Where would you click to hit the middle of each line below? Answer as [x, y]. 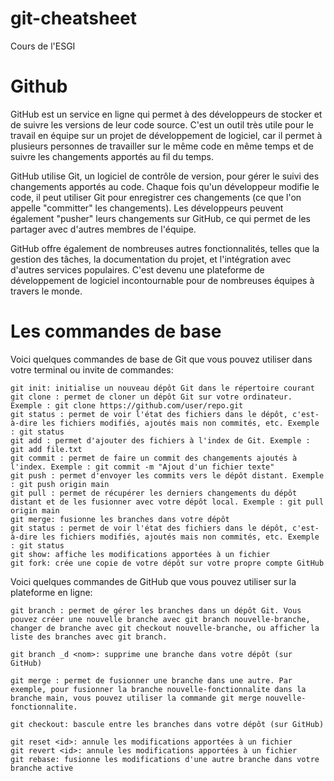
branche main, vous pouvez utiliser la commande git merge [136, 698]
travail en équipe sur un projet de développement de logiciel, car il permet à [166, 135]
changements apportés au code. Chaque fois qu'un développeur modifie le [165, 186]
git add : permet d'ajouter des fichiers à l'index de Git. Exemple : [160, 440]
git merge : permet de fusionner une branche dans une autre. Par [151, 680]
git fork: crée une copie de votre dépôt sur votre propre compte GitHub [167, 563]
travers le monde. [46, 291]
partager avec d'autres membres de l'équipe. [103, 229]
